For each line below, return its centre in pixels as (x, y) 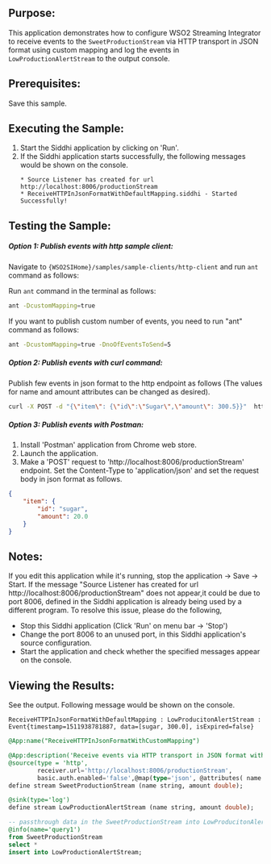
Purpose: (32, 13)
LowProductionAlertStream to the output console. (90, 58)
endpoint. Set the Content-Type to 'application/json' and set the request (140, 470)
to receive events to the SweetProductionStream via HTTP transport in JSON (133, 41)
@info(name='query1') (45, 830)
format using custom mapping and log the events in (94, 50)
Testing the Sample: (60, 225)
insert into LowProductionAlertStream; (75, 852)
